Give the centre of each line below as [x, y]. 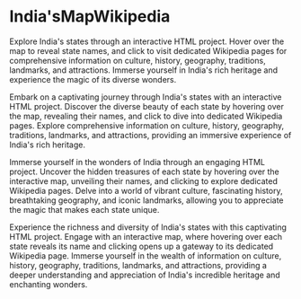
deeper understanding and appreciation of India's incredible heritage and [145, 275]
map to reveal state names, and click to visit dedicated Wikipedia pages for [148, 50]
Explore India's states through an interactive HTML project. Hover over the [147, 41]
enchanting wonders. [49, 284]
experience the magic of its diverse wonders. [93, 79]
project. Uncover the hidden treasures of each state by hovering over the [145, 171]
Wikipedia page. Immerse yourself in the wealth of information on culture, [146, 255]
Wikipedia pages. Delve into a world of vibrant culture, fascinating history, [146, 190]
